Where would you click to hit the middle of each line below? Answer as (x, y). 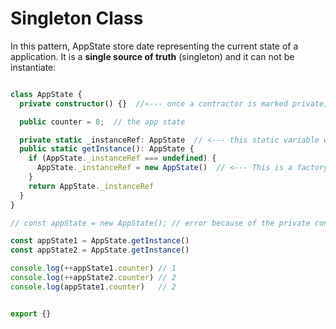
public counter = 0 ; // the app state (102, 122)
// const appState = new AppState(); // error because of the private (160, 223)
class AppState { (46, 94)
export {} (31, 313)
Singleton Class (77, 18)
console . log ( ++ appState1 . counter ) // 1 (93, 268)
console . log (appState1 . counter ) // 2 (93, 287)
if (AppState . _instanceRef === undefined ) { (122, 158)
